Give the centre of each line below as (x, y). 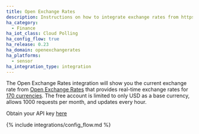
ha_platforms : (24, 55)
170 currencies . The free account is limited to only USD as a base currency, (98, 96)
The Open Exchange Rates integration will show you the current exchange (97, 83)
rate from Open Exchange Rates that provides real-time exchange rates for (97, 90)
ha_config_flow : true (33, 39)
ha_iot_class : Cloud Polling (42, 34)
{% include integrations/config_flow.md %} (59, 125)
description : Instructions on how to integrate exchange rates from (92, 17)
